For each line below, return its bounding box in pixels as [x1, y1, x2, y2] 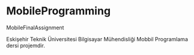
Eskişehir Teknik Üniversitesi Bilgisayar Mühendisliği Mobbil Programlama [6, 35, 188, 42]
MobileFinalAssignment [6, 24, 64, 31]
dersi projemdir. [6, 42, 45, 49]
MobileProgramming [6, 4, 111, 18]
